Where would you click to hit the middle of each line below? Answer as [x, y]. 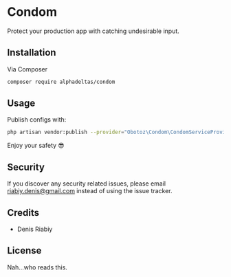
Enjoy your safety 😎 [36, 146]
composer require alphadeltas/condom [61, 82]
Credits [23, 213]
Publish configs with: [37, 120]
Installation [32, 53]
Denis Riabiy [35, 229]
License [24, 251]
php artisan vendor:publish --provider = [66, 132]
